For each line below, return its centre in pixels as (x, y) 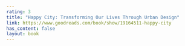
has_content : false (31, 28)
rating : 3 (19, 12)
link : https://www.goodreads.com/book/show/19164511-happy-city (89, 23)
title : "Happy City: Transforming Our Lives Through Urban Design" (93, 17)
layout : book (23, 34)
